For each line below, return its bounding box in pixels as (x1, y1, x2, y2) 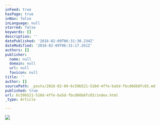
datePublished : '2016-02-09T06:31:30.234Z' (5, 39, 95, 44)
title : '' (5, 75, 25, 79)
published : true (5, 88, 38, 93)
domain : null (9, 61, 36, 66)
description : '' (5, 34, 38, 39)
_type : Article (5, 97, 36, 102)
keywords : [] (5, 30, 32, 34)
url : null (9, 66, 29, 71)
